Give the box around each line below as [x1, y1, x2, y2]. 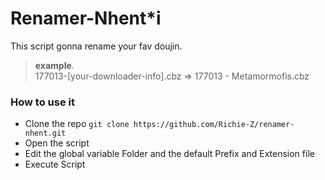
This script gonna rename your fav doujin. [10, 40, 183, 52]
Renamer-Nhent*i [10, 7, 162, 30]
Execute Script [24, 158, 86, 171]
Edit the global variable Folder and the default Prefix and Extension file [24, 148, 315, 160]
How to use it [10, 95, 75, 109]
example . [34, 59, 75, 71]
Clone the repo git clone [24, 118, 130, 130]
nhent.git [24, 128, 67, 139]
